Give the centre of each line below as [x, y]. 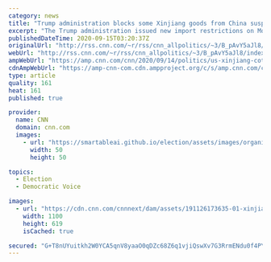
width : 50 [46, 149]
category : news [34, 16]
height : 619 [43, 223]
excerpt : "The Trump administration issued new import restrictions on [131, 31]
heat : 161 [25, 90]
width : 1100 [43, 216]
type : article [32, 76]
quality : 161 [30, 83]
